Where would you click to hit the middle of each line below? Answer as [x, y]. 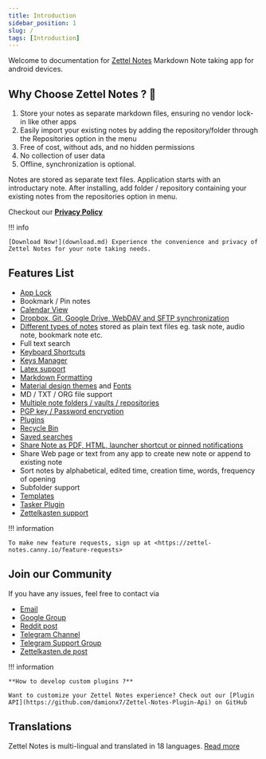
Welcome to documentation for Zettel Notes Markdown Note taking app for [131, 61]
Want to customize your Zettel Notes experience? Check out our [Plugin [131, 695]
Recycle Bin [39, 428]
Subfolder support [50, 487]
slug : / [21, 30]
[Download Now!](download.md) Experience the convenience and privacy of [133, 242]
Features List [41, 273]
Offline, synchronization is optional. [78, 164]
